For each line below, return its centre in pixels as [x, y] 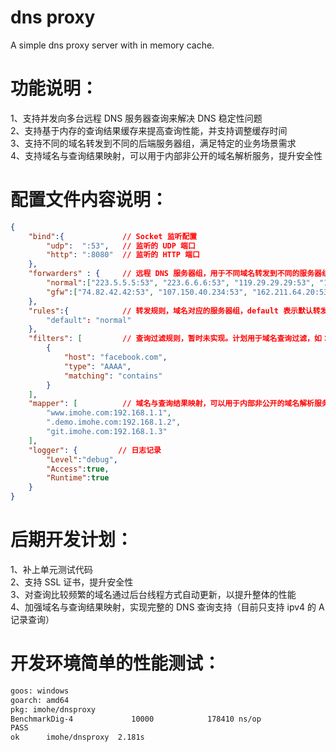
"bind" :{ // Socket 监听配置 [113, 236]
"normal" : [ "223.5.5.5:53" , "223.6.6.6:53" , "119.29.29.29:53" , [180, 283]
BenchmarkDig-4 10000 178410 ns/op [136, 719]
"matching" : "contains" [113, 376]
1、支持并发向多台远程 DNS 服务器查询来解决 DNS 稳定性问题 [136, 118]
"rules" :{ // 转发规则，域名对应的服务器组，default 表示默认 [170, 311]
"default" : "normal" [89, 320]
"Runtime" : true [78, 478]
